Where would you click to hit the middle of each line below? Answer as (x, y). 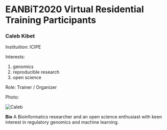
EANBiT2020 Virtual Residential (75, 9)
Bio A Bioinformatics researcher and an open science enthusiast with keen (84, 117)
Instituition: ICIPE (23, 47)
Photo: (12, 97)
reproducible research (36, 72)
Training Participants (51, 20)
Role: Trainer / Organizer (31, 87)
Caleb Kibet (20, 36)
